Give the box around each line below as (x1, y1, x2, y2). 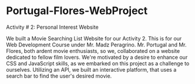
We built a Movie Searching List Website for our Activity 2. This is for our (6, 35, 182, 42)
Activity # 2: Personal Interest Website (6, 23, 99, 31)
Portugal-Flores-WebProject (6, 4, 148, 18)
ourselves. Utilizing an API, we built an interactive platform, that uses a (6, 66, 177, 73)
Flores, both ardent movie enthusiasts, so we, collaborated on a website (6, 47, 180, 54)
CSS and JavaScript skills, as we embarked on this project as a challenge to (6, 60, 190, 67)
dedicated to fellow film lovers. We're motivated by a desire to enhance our (6, 53, 188, 61)
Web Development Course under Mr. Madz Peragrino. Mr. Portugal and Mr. (6, 41, 187, 48)
